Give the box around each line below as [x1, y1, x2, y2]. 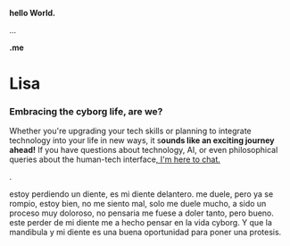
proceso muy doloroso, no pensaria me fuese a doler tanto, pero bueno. [9, 208, 275, 218]
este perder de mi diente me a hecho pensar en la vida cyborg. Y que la [9, 217, 272, 228]
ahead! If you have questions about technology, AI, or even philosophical [9, 145, 278, 156]
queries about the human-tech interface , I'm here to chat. [9, 154, 221, 165]
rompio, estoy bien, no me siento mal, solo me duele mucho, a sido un [9, 199, 267, 209]
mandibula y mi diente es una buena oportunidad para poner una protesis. [9, 227, 282, 238]
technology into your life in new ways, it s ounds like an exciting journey [9, 135, 275, 146]
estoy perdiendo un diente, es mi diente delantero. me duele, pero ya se [9, 189, 274, 199]
